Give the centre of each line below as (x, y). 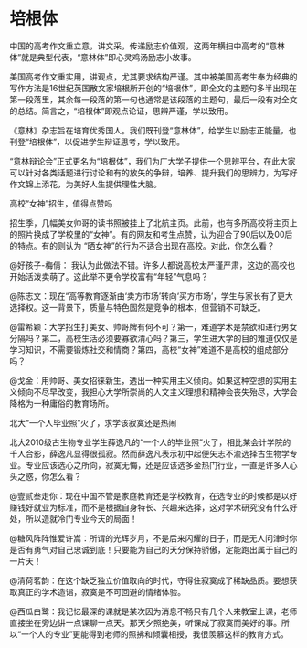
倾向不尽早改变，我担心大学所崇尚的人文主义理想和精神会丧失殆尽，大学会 (157, 392)
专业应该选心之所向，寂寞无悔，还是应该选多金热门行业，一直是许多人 (157, 465)
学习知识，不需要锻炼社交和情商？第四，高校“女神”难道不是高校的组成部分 (149, 349)
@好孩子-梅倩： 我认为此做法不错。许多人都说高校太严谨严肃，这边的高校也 (152, 265)
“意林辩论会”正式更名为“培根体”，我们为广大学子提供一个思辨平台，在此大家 (153, 161)
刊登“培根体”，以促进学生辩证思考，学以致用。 (97, 142)
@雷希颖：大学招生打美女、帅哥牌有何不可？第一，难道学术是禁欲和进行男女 (153, 326)
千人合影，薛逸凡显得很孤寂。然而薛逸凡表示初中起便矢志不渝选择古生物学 (149, 453)
